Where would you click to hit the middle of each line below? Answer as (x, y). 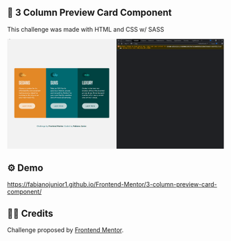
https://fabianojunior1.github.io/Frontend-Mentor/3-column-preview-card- (112, 185)
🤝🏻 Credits (30, 213)
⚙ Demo (25, 168)
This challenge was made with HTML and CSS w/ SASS (86, 29)
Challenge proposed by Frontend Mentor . (65, 230)
